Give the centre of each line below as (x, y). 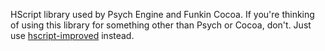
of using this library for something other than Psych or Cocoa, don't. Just (161, 25)
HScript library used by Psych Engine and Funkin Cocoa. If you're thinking (162, 14)
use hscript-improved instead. (72, 35)
